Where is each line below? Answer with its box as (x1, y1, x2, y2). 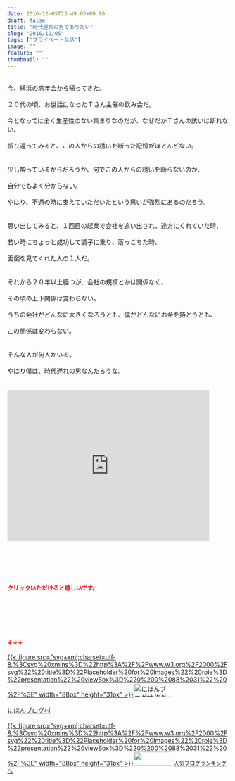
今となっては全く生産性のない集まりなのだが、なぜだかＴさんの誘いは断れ (7, 116, 223, 125)
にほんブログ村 (7, 706, 51, 714)
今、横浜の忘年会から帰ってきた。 (7, 84, 106, 92)
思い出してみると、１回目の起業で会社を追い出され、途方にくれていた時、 (7, 221, 223, 229)
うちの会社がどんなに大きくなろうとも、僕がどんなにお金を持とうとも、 (7, 310, 217, 319)
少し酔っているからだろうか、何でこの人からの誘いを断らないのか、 (7, 165, 204, 173)
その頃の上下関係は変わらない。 (7, 293, 100, 303)
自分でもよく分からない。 (7, 181, 82, 190)
